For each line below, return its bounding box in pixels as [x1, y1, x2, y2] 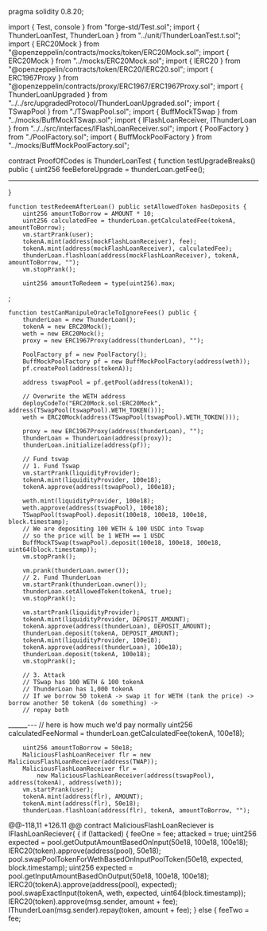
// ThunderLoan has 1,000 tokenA [22, 685, 133, 693]
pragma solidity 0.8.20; [8, 7, 84, 16]
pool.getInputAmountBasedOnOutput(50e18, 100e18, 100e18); [8, 871, 209, 881]
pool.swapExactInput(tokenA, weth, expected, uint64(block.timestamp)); [8, 888, 246, 898]
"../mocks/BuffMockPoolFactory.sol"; [8, 141, 130, 150]
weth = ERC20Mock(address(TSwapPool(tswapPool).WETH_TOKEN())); [22, 413, 240, 421]
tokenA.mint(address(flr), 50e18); [22, 800, 141, 808]
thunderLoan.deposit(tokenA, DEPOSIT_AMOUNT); [22, 629, 180, 637]
